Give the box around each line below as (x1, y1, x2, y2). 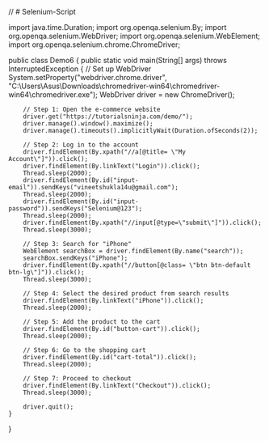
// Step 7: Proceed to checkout (23, 375, 132, 383)
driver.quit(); (23, 403, 74, 411)
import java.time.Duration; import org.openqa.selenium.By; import (8, 23, 227, 32)
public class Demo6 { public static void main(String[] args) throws (8, 56, 228, 65)
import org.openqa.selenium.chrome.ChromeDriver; (8, 40, 180, 49)
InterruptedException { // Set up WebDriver (8, 64, 152, 74)
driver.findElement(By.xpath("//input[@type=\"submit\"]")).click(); (23, 218, 263, 227)
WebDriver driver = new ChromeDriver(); (99, 90, 236, 100)
